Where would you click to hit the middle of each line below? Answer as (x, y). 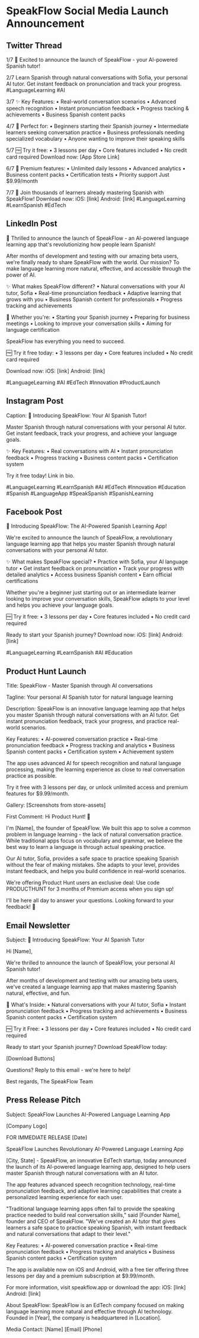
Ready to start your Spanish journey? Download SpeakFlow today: (87, 1047)
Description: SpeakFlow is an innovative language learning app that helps (96, 709)
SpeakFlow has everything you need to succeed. (66, 341)
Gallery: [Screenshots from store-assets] (56, 805)
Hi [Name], (19, 952)
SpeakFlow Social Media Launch (87, 11)
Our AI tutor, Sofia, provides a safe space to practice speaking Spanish (92, 858)
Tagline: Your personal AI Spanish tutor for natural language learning (90, 697)
